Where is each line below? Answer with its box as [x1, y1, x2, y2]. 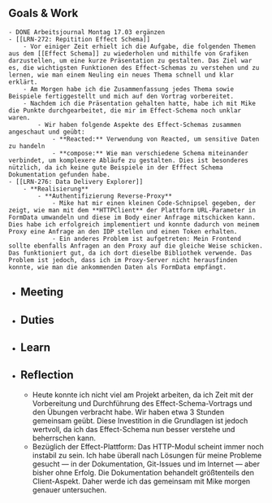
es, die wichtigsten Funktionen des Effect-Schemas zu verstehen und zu [8, 63, 260, 72]
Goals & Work [8, 7, 79, 20]
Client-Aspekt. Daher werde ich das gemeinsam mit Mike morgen [32, 476, 251, 486]
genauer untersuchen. [32, 484, 107, 495]
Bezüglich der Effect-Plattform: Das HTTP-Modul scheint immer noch [32, 441, 264, 451]
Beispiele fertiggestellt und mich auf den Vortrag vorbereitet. [8, 92, 234, 100]
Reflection [19, 368, 75, 382]
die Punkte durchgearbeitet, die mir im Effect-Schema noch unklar [8, 106, 242, 115]
